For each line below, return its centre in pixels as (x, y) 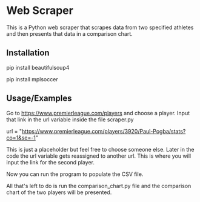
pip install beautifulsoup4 (38, 67)
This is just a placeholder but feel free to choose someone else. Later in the (100, 149)
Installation (28, 53)
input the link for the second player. (51, 162)
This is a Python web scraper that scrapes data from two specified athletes (100, 27)
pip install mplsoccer (32, 79)
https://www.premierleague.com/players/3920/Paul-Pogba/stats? (104, 131)
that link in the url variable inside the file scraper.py (70, 120)
